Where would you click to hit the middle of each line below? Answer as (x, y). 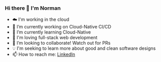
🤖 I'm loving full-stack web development (55, 38)
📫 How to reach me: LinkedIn (44, 54)
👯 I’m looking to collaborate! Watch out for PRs (61, 43)
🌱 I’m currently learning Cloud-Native (52, 32)
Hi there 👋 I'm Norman (33, 8)
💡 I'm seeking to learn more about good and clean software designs (84, 48)
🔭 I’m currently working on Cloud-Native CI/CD (62, 27)
